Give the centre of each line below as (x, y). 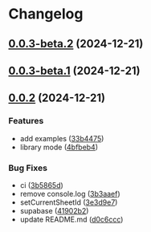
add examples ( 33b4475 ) (62, 138)
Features (26, 121)
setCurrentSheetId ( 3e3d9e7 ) (69, 202)
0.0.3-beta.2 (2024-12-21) (76, 44)
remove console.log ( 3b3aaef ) (70, 193)
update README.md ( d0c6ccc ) (71, 219)
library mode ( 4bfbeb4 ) (59, 147)
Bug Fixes (28, 168)
